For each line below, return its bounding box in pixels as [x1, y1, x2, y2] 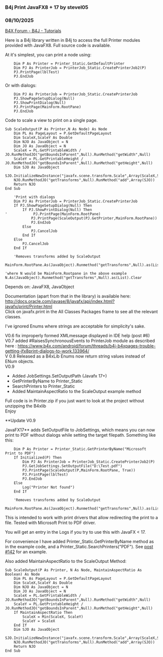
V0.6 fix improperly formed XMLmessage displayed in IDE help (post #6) [5, 333, 150, 339]
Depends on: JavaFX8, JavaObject [5, 284, 74, 290]
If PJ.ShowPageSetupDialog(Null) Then [14, 203, 92, 208]
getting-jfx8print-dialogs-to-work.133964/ [5, 348, 90, 354]
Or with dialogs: [5, 82, 37, 88]
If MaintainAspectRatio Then [14, 610, 73, 615]
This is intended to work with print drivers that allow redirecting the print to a [5, 515, 158, 521]
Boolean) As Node [5, 572, 40, 577]
